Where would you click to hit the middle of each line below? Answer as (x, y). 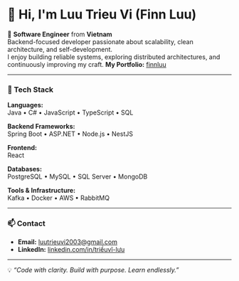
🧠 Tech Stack (31, 90)
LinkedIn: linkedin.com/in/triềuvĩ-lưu (71, 249)
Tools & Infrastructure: (42, 191)
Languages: (26, 105)
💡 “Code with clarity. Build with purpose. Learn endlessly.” (93, 270)
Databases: (25, 169)
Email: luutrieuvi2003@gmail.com (67, 242)
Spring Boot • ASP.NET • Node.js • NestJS (70, 134)
